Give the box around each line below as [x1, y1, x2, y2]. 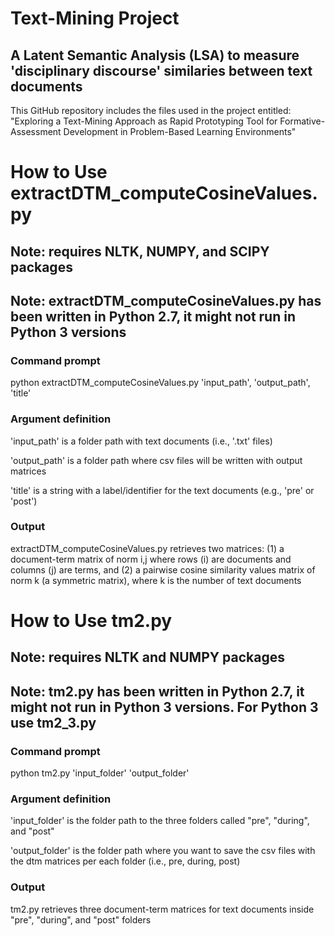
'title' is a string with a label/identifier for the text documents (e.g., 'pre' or [10, 484, 315, 496]
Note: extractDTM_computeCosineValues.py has [10, 292, 322, 309]
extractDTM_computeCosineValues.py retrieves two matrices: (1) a [10, 542, 285, 554]
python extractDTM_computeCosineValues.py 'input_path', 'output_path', [10, 377, 311, 389]
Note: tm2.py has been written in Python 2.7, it [10, 683, 305, 700]
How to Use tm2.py [10, 610, 173, 632]
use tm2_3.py [10, 714, 97, 731]
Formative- [279, 115, 326, 127]
